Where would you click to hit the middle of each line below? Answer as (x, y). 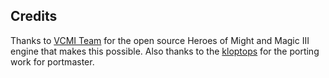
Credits (34, 16)
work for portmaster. (52, 61)
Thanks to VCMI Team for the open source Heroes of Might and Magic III (160, 40)
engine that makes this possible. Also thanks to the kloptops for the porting (165, 51)
